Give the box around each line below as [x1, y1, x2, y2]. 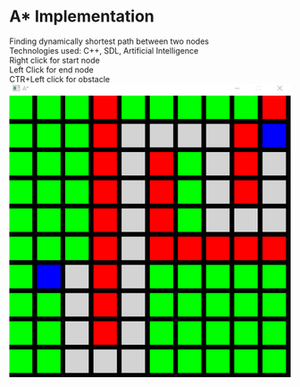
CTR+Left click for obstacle [9, 73, 111, 84]
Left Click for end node [9, 64, 94, 75]
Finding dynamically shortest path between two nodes [9, 36, 210, 46]
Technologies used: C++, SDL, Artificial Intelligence [9, 45, 199, 55]
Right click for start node [9, 55, 100, 65]
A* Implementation [9, 6, 154, 27]
